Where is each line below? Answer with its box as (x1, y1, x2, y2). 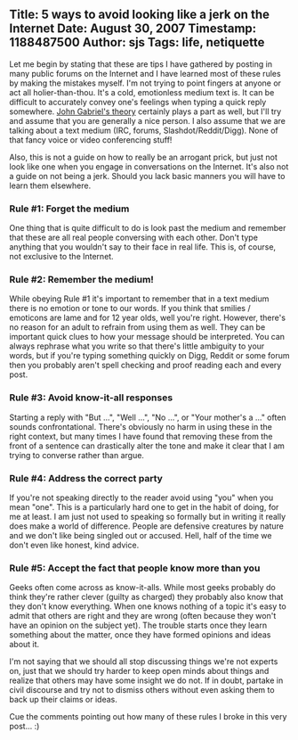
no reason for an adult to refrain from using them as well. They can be (9, 322, 266, 333)
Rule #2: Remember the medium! (9, 274, 154, 286)
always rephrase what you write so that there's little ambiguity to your (9, 341, 265, 351)
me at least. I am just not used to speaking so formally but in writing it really (9, 512, 286, 522)
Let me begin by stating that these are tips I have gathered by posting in (9, 58, 273, 70)
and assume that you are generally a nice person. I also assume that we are (9, 115, 286, 126)
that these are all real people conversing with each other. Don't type (9, 232, 258, 243)
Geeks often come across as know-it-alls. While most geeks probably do (9, 582, 276, 593)
